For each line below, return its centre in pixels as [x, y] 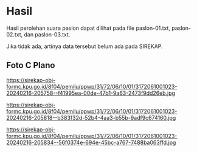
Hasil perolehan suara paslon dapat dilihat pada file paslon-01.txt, [88, 28]
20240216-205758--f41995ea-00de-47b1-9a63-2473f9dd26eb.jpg [91, 93]
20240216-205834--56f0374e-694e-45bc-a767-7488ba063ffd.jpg [91, 142]
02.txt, [15, 34]
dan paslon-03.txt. [47, 34]
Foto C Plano [31, 65]
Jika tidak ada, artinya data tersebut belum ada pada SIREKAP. [85, 46]
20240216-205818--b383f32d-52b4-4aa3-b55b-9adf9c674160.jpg [91, 117]
